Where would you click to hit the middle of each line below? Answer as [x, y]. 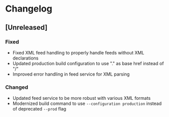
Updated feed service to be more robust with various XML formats [81, 98]
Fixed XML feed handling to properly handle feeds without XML [78, 52]
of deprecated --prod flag [39, 109]
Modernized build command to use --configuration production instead [87, 103]
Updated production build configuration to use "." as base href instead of [88, 63]
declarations [25, 58]
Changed [17, 87]
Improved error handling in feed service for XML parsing [71, 74]
